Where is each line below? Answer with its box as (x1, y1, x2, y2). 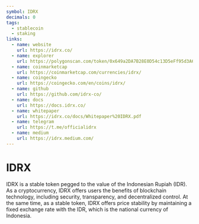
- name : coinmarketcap (11, 63, 68, 70)
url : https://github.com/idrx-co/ (17, 91, 102, 97)
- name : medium (11, 130, 49, 136)
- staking (11, 31, 36, 37)
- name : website (11, 42, 52, 48)
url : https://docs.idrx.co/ (17, 102, 86, 108)
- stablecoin (11, 25, 44, 31)
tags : (6, 20, 20, 25)
